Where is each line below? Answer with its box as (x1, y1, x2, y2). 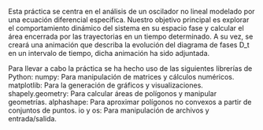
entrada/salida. (8, 114, 57, 123)
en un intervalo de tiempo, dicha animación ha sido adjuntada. (8, 49, 210, 58)
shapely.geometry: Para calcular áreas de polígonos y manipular (8, 89, 217, 98)
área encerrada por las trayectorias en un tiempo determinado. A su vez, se (8, 32, 254, 41)
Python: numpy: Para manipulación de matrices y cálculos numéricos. (8, 72, 235, 81)
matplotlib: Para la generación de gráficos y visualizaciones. (8, 80, 203, 90)
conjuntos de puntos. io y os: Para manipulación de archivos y (8, 106, 210, 115)
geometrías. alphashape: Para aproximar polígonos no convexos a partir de (8, 98, 252, 106)
